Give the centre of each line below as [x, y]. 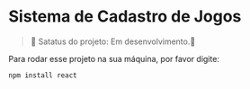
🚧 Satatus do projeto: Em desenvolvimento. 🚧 [113, 41]
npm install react [43, 75]
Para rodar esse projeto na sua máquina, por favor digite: [114, 58]
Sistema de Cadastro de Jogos [125, 17]
